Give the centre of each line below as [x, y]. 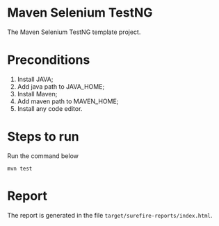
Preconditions [49, 60]
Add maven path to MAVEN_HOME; [68, 101]
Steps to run [43, 137]
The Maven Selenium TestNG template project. [74, 32]
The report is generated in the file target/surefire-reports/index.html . [110, 215]
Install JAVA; [35, 79]
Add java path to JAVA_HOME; [61, 86]
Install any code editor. [50, 108]
